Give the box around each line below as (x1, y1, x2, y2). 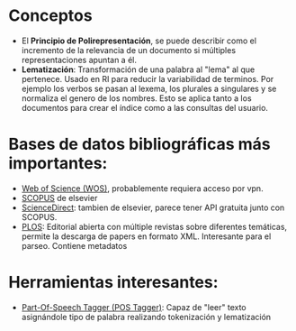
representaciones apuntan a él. (21, 54, 137, 65)
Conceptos (8, 5, 93, 26)
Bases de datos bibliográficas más (8, 134, 271, 154)
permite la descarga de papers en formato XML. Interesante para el (21, 231, 272, 242)
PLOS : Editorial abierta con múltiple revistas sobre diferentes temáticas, (21, 221, 288, 232)
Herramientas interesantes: (8, 272, 219, 293)
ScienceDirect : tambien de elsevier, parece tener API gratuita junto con (21, 202, 285, 213)
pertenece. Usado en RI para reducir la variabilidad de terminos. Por (21, 73, 274, 84)
